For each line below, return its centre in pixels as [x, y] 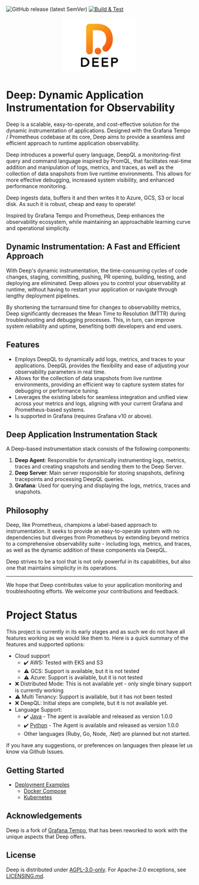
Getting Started [35, 770]
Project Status [42, 615]
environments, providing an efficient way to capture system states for [99, 384]
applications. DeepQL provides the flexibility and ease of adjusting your [102, 365]
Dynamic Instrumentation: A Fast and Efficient [93, 247]
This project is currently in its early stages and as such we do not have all [96, 632]
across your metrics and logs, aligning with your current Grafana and [99, 403]
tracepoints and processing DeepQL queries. [69, 479]
